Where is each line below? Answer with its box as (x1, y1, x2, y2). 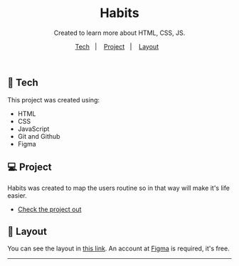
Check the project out (17, 205, 82, 213)
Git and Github (17, 132, 60, 140)
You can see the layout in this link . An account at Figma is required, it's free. (7, 244, 230, 253)
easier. (7, 191, 27, 200)
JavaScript (17, 124, 50, 133)
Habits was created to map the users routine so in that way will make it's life (7, 183, 230, 192)
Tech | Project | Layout (75, 42, 159, 50)
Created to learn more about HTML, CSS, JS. (53, 28, 186, 37)
